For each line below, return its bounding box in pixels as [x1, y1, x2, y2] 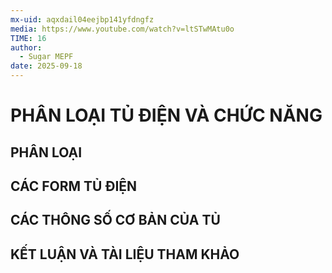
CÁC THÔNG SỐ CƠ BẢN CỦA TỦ [10, 212, 221, 229]
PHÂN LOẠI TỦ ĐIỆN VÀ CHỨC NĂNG [10, 104, 323, 127]
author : [10, 42, 43, 53]
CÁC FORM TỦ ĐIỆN [10, 177, 138, 195]
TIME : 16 [10, 33, 47, 43]
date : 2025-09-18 [10, 61, 83, 71]
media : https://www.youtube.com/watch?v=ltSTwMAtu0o [10, 24, 235, 34]
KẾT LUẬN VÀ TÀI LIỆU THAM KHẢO [10, 246, 240, 263]
